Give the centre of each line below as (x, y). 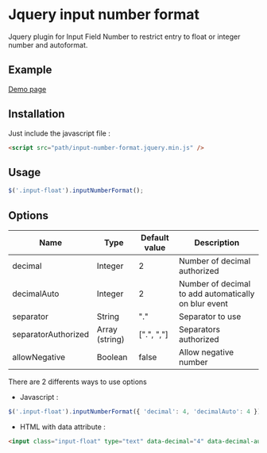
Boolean (112, 357)
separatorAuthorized (51, 334)
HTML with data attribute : (62, 427)
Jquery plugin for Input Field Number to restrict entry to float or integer (124, 36)
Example (30, 70)
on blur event (203, 303)
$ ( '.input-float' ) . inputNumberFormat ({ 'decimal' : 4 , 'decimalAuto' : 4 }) (135, 411)
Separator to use (210, 317)
